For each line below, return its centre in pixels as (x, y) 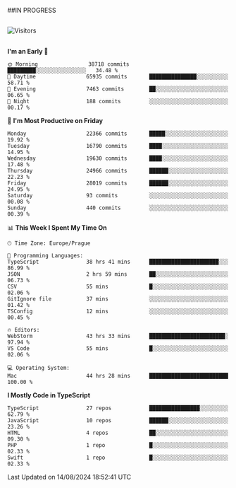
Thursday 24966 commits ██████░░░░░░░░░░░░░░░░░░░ (118, 170)
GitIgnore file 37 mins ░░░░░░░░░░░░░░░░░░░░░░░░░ (118, 299)
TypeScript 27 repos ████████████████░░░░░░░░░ (118, 408)
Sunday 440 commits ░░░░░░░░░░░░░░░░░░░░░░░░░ (118, 208)
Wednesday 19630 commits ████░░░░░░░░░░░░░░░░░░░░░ (118, 158)
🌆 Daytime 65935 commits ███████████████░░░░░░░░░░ (118, 76)
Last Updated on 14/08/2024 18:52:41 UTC (69, 477)
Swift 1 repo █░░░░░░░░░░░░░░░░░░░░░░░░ (118, 458)
